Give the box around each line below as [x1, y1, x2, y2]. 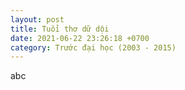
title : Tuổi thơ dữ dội [10, 24, 110, 34]
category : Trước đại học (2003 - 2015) [10, 42, 177, 53]
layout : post [10, 14, 65, 25]
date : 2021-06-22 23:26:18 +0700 [10, 33, 150, 43]
